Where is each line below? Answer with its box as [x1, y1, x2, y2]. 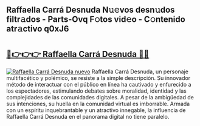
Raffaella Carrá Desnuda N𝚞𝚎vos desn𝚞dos [6, 5, 175, 15]
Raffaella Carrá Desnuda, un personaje [91, 68, 188, 75]
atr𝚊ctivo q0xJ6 [6, 24, 69, 34]
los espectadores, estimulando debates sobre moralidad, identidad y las [6, 87, 187, 94]
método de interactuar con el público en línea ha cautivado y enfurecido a [6, 81, 191, 88]
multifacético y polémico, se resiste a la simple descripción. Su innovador [6, 75, 190, 81]
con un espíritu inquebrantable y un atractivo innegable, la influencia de [6, 107, 186, 114]
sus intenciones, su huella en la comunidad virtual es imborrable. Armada [6, 100, 190, 107]
